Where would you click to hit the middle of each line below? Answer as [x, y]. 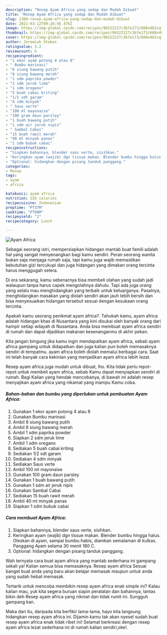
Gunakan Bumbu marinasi [39, 417]
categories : [18, 166]
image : [12, 28]
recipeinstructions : [27, 148]
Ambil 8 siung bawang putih [41, 422]
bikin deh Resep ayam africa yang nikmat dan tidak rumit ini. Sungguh [77, 596]
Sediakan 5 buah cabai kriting [43, 448]
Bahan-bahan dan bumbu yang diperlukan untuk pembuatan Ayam [77, 394]
